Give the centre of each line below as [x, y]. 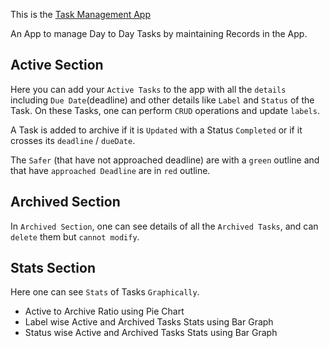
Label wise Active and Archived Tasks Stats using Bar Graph [149, 322]
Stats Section [53, 268]
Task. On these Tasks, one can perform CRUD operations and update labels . [165, 110]
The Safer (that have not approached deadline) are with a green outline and [165, 160]
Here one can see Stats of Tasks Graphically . [105, 292]
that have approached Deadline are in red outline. [110, 170]
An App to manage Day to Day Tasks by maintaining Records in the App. [159, 33]
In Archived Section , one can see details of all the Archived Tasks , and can [164, 226]
